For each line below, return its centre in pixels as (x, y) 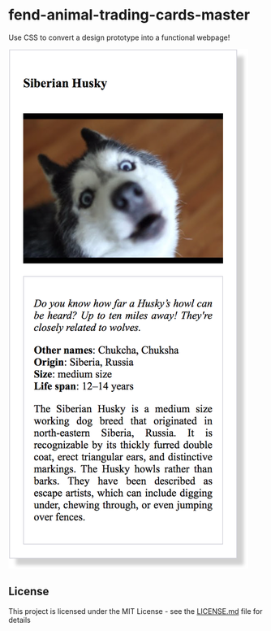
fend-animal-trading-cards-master (129, 15)
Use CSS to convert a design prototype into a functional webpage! (119, 37)
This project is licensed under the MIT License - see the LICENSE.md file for (135, 611)
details (19, 620)
